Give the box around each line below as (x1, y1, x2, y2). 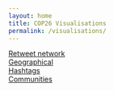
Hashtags (8, 66, 40, 76)
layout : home (8, 11, 53, 20)
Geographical (8, 57, 54, 67)
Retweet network (8, 49, 65, 59)
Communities (8, 74, 53, 85)
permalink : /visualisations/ (8, 27, 107, 35)
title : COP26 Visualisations (8, 19, 107, 27)
